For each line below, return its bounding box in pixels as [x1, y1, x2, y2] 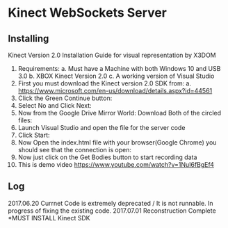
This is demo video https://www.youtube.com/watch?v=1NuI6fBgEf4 [17, 161, 215, 168]
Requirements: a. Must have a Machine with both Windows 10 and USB [17, 65, 221, 72]
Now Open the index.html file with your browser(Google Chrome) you [17, 138, 217, 147]
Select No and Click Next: [17, 101, 92, 109]
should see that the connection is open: [17, 146, 131, 154]
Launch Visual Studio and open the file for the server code [17, 124, 186, 131]
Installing [8, 33, 49, 44]
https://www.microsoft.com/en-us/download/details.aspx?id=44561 [17, 87, 213, 95]
